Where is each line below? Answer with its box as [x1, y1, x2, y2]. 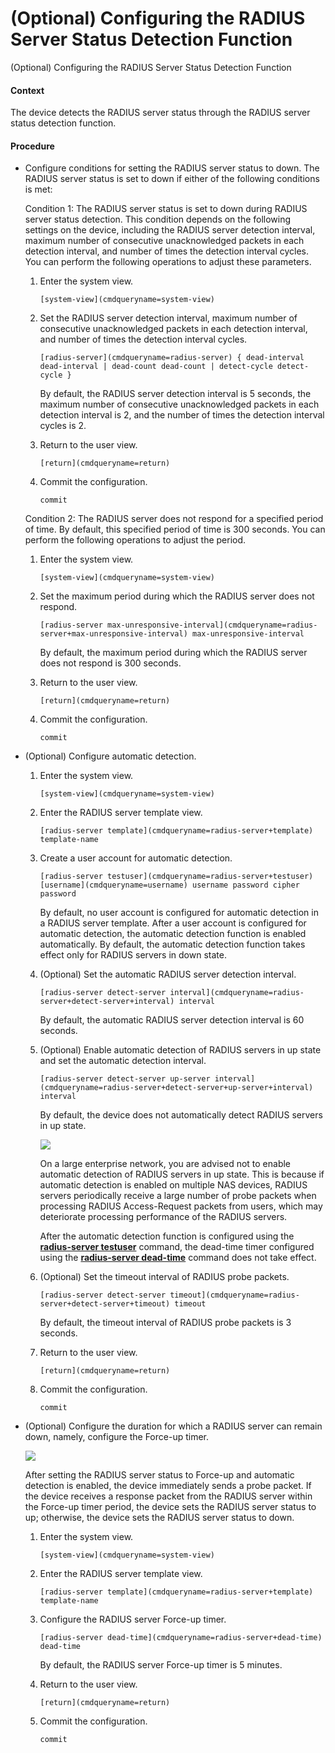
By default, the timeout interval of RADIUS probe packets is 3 [39, 1317, 292, 1329]
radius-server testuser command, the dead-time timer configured [39, 1241, 315, 1253]
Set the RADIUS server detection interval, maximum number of [39, 312, 298, 324]
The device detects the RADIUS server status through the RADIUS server [10, 107, 311, 119]
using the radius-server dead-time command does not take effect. [39, 1252, 317, 1264]
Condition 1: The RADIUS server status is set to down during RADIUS [24, 203, 308, 215]
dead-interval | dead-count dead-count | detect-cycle [39, 362, 273, 372]
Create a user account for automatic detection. [39, 852, 233, 864]
